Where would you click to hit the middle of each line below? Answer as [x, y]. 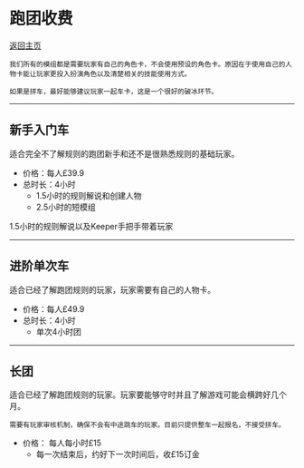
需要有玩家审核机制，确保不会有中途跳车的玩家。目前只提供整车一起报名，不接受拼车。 [147, 425]
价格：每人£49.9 [53, 308]
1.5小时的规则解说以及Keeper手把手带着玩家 [91, 226]
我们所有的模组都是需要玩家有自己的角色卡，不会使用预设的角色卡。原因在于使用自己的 [147, 64]
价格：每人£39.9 [53, 172]
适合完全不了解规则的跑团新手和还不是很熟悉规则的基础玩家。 [124, 153]
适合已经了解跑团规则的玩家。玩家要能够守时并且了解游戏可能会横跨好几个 [148, 395]
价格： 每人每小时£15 [62, 443]
